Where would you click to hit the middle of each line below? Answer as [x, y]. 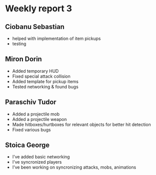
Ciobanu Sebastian [35, 27]
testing [19, 44]
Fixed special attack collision [41, 76]
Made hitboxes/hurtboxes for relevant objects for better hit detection [81, 124]
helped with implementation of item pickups [56, 38]
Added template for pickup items [45, 81]
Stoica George [27, 145]
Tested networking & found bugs [45, 87]
